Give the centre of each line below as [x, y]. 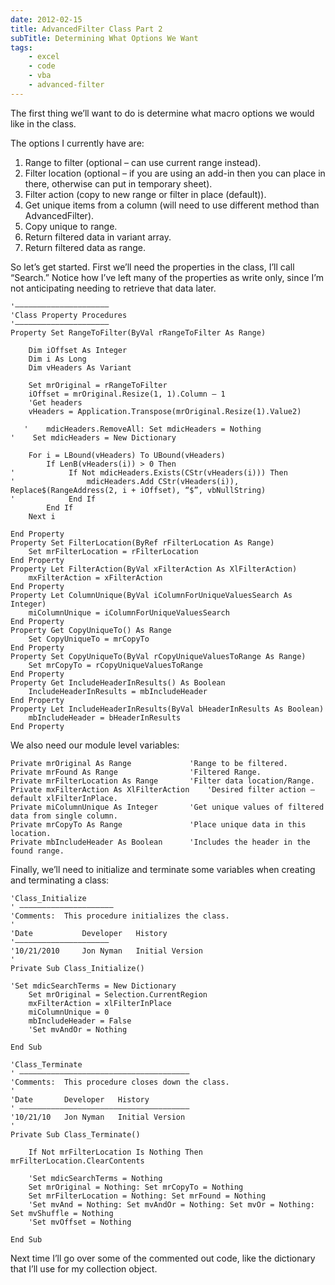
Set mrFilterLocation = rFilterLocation [113, 551]
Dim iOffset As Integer [78, 350]
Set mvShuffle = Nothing [62, 1213]
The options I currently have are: [77, 143]
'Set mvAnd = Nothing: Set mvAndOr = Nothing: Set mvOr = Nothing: [171, 1204]
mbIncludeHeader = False [80, 1021]
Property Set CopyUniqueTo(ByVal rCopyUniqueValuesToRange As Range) [158, 656]
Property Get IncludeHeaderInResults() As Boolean [118, 682]
